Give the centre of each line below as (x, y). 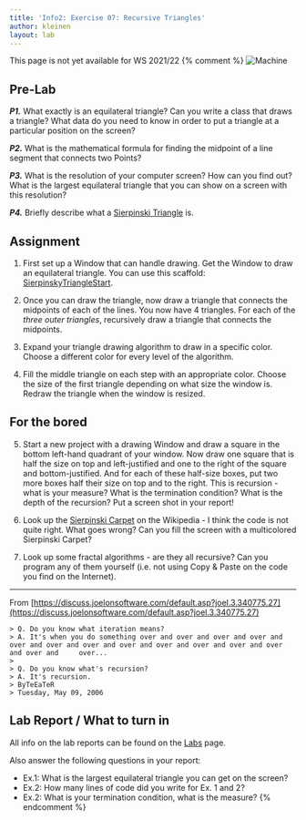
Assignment (45, 241)
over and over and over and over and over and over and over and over (146, 645)
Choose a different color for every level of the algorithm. (128, 357)
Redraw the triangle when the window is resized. (114, 394)
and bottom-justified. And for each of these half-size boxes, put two (150, 473)
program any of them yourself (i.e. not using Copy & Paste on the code (155, 567)
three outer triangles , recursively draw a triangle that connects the (147, 319)
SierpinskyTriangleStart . (68, 282)
